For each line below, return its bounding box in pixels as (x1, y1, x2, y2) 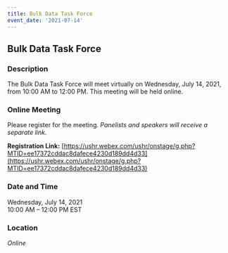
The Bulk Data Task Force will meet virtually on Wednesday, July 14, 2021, (7, 80, 222, 89)
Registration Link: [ (7, 142, 65, 150)
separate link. (7, 128, 47, 137)
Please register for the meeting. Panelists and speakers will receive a (7, 121, 208, 129)
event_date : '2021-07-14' (7, 17, 83, 24)
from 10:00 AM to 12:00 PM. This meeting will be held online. (7, 87, 184, 96)
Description (7, 64, 49, 74)
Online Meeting (7, 105, 61, 115)
